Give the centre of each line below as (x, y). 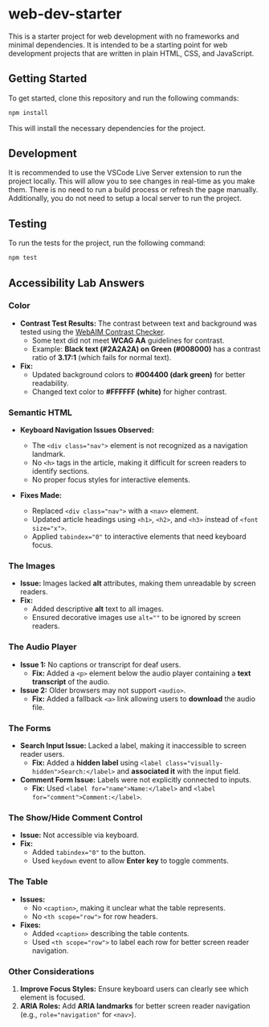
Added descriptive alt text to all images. (98, 609)
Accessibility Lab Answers (76, 283)
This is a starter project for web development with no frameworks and (124, 36)
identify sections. (61, 471)
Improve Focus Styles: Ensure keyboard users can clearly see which (134, 988)
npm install (28, 113)
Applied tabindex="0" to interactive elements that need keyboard (139, 536)
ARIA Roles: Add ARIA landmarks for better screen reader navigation (135, 1005)
